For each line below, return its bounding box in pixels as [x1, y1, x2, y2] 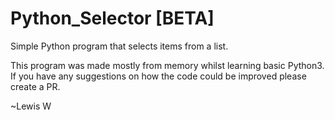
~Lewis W [10, 100, 52, 112]
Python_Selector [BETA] [10, 7, 215, 30]
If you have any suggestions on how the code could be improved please [10, 70, 307, 82]
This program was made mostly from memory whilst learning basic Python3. [10, 59, 325, 71]
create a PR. [10, 80, 61, 92]
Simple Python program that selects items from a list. [10, 40, 229, 52]
